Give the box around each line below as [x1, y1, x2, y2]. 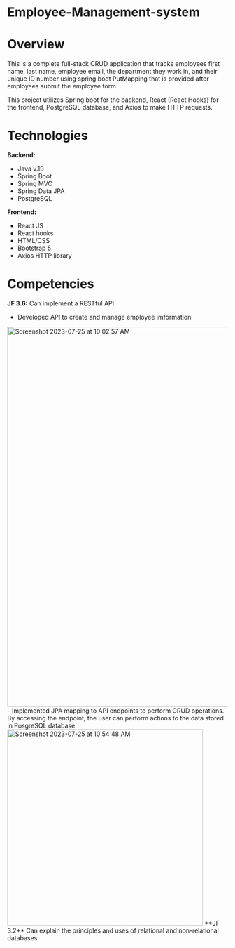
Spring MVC [17, 180, 53, 188]
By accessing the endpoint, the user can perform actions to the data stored [7, 714, 224, 722]
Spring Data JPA [17, 187, 65, 195]
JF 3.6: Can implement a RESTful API [7, 299, 115, 308]
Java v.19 [17, 164, 44, 173]
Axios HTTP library [17, 251, 72, 260]
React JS [17, 222, 44, 230]
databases [7, 934, 38, 942]
